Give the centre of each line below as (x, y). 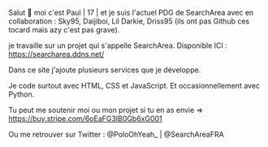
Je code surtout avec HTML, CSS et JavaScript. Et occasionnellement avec (134, 86)
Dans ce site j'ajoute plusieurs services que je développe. (105, 70)
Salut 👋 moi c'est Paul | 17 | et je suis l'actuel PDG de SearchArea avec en (131, 13)
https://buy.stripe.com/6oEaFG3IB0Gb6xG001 (85, 119)
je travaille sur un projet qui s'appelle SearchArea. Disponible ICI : (118, 45)
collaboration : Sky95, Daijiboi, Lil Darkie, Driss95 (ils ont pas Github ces (129, 21)
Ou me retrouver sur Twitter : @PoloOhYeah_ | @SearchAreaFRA (117, 134)
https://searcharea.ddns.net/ (56, 54)
